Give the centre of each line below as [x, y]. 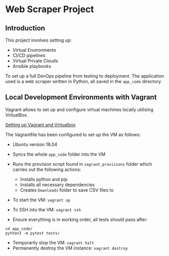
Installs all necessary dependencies [57, 185]
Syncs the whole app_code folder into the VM [59, 154]
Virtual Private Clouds [35, 61]
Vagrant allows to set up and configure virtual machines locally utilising [79, 109]
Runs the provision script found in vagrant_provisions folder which [82, 164]
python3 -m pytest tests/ [32, 233]
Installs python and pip [44, 179]
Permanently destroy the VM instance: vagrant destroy [70, 248]
